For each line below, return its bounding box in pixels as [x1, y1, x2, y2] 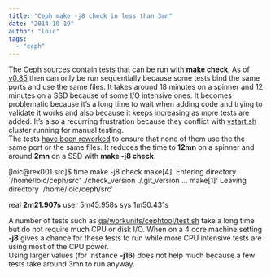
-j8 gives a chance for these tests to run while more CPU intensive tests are [8, 233, 262, 243]
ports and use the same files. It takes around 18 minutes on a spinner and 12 [8, 82, 263, 92]
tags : [8, 34, 27, 43]
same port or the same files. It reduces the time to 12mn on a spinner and [8, 143, 255, 152]
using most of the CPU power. [8, 242, 109, 252]
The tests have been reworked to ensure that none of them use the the [8, 134, 246, 143]
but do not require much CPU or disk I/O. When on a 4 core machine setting [8, 225, 263, 235]
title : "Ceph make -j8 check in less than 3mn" [8, 11, 173, 20]
